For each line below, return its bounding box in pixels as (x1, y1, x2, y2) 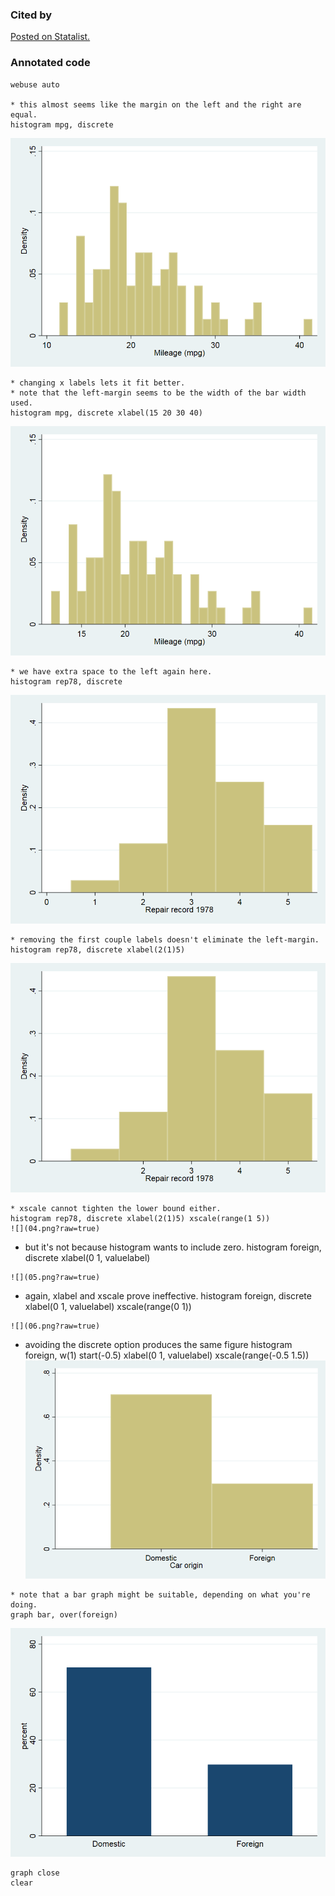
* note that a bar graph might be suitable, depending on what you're (10, 1589, 311, 1600)
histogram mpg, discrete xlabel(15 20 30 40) (10, 408, 203, 418)
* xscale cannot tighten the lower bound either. (10, 1203, 222, 1213)
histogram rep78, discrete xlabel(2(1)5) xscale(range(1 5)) (10, 1213, 271, 1223)
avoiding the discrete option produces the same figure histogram (24, 1338, 293, 1350)
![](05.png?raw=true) (10, 1272, 101, 1282)
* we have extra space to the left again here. (10, 666, 213, 677)
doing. (10, 1599, 38, 1610)
